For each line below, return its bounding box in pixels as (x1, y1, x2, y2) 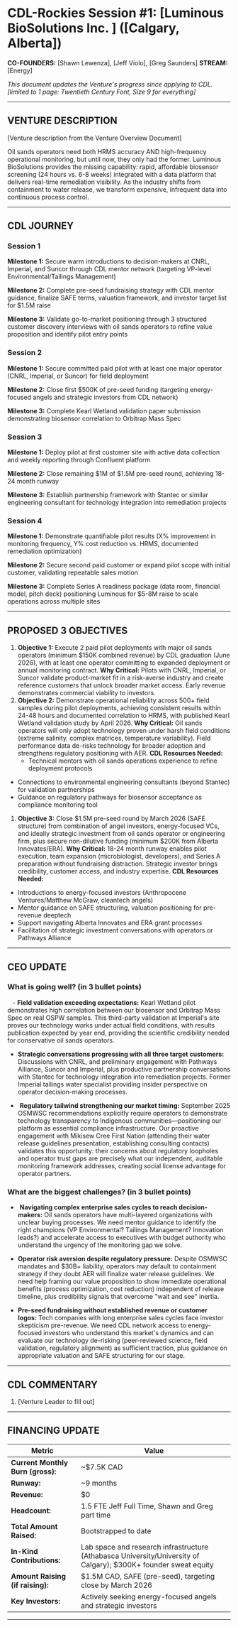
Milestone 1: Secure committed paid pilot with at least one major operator (7, 364, 222, 372)
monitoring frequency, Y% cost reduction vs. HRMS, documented (7, 540, 198, 548)
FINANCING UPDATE (7, 1425, 100, 1437)
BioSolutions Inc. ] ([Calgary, (7, 20, 180, 36)
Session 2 (7, 348, 42, 358)
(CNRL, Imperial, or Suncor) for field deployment (7, 371, 149, 380)
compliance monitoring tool (17, 800, 98, 809)
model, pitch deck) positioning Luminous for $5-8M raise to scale (7, 589, 198, 598)
